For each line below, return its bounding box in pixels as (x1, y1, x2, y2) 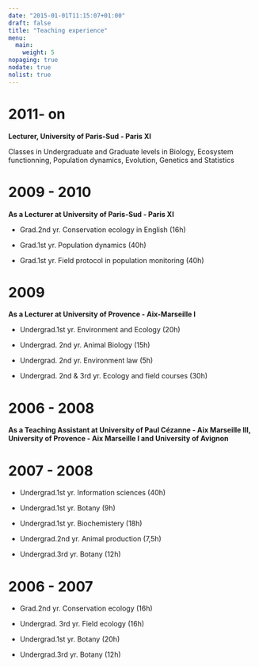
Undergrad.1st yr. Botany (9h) (19, 503, 116, 513)
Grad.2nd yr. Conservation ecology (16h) (19, 603, 153, 613)
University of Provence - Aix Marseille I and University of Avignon (8, 434, 229, 444)
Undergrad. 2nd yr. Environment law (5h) (19, 355, 154, 366)
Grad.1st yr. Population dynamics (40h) (19, 240, 147, 250)
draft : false (8, 19, 51, 27)
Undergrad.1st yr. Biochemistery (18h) (19, 518, 143, 529)
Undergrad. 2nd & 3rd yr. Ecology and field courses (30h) (19, 371, 208, 381)
